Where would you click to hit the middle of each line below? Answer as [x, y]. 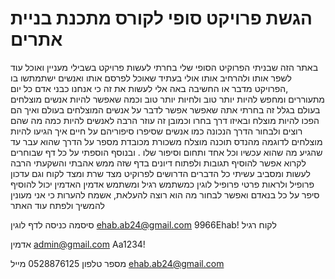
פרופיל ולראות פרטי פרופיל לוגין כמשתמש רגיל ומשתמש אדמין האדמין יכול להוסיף [162, 184]
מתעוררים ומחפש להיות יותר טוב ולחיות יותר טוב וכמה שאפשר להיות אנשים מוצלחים [167, 99]
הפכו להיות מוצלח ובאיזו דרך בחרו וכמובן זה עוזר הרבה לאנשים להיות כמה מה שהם [165, 120]
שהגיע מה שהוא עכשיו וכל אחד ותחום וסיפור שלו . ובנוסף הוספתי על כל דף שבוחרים [166, 152]
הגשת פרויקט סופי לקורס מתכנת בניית [161, 18]
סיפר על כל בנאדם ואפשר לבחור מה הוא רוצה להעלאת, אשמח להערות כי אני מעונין [165, 194]
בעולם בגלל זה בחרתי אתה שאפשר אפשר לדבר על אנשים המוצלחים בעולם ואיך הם [165, 109]
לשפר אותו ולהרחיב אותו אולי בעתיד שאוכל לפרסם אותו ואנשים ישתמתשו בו [151, 78]
